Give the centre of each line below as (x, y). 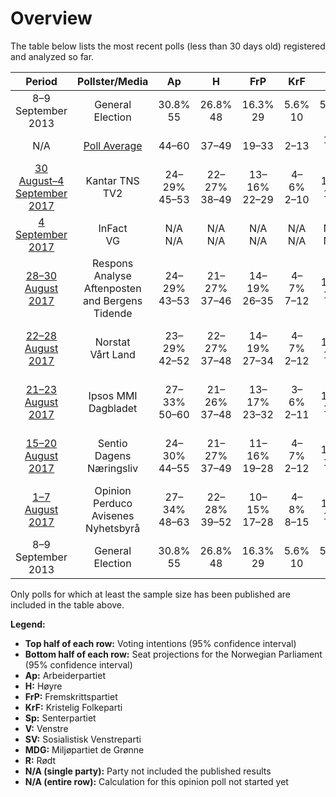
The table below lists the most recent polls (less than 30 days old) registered (168, 46)
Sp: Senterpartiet (60, 718)
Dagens (113, 455)
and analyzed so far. (52, 56)
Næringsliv (112, 468)
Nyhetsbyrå (113, 528)
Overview (51, 18)
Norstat (112, 342)
